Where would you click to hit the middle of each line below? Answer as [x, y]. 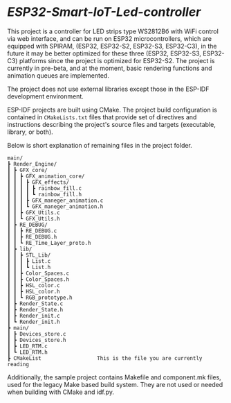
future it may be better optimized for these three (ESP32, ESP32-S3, [104, 53]
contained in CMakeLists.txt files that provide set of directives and [102, 117]
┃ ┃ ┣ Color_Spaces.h [38, 279]
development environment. [46, 96]
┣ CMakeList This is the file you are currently [105, 358]
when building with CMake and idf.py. [61, 392]
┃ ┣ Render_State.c [35, 303]
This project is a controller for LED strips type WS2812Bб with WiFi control [113, 31]
